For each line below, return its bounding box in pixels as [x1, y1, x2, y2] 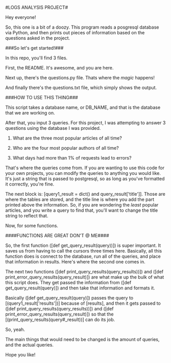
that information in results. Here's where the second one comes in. [5, 259, 145, 265]
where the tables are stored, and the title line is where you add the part [5, 196, 155, 202]
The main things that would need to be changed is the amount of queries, [5, 336, 160, 342]
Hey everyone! [5, 14, 36, 20]
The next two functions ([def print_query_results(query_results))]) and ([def [5, 268, 164, 275]
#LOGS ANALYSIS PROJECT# [5, 5, 68, 10]
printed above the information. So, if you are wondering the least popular [5, 202, 159, 208]
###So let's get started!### [5, 45, 64, 51]
